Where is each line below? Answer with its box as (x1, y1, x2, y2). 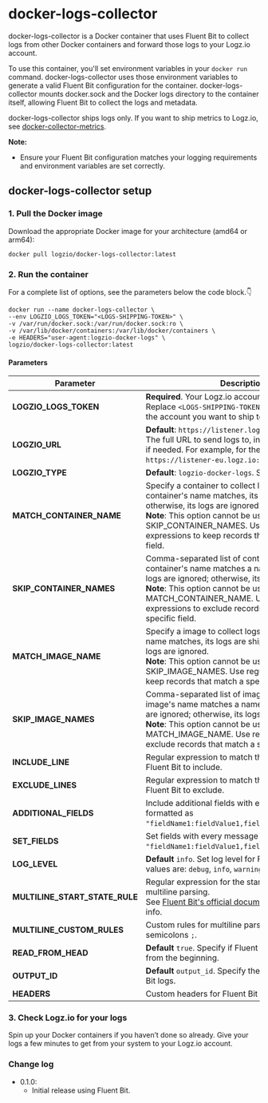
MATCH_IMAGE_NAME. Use (145, 728, 251, 740)
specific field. (145, 613, 197, 624)
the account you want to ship (145, 411, 254, 423)
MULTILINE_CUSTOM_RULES (12, 924, 124, 935)
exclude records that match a (145, 739, 255, 750)
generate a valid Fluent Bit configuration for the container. (8, 81, 199, 90)
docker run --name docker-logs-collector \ (8, 305, 156, 314)
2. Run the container (8, 268, 89, 280)
